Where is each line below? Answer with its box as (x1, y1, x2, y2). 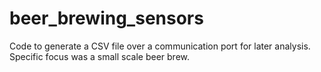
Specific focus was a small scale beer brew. (9, 50, 191, 62)
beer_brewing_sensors (9, 7, 204, 30)
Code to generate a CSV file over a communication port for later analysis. (9, 40, 311, 52)
